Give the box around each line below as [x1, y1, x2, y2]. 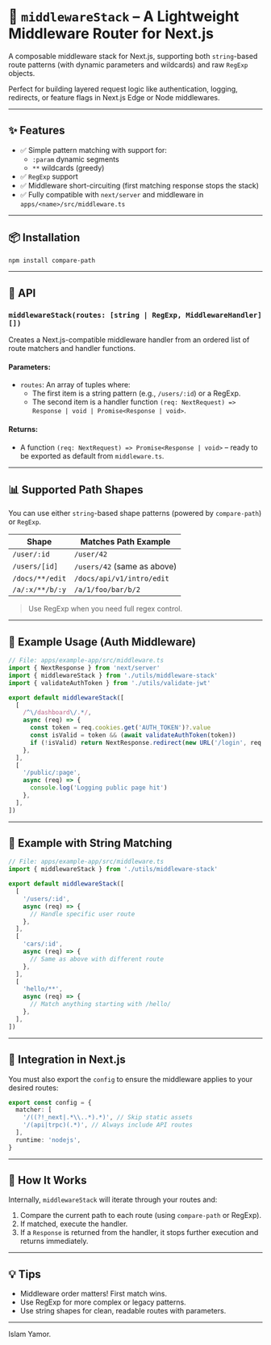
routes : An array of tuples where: [19, 380, 131, 390]
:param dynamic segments [31, 154, 119, 164]
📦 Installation [8, 231, 81, 245]
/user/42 [73, 550, 107, 559]
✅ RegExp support [19, 171, 78, 181]
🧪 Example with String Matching [8, 836, 173, 850]
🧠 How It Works [8, 1174, 87, 1187]
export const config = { [8, 1098, 92, 1106]
